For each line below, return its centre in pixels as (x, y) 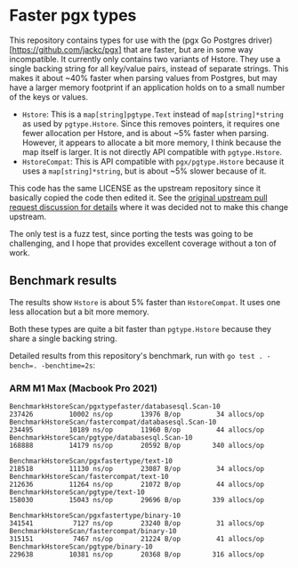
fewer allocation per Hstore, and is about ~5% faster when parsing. (145, 133)
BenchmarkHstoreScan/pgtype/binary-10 (81, 547)
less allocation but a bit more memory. (79, 312)
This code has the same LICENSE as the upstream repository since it (135, 188)
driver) (260, 40)
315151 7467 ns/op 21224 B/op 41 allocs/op (137, 540)
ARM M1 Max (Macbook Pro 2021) (84, 388)
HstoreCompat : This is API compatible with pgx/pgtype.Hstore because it (153, 161)
